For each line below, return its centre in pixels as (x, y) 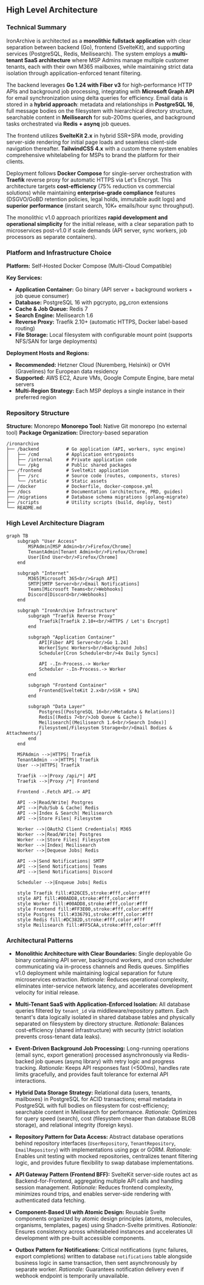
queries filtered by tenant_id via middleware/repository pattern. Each (102, 1010)
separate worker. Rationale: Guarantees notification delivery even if (99, 1269)
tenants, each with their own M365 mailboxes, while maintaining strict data (100, 66)
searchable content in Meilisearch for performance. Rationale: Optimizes (106, 1112)
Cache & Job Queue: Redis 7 (51, 309)
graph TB (17, 536)
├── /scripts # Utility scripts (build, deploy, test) (89, 503)
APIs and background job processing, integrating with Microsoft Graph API (100, 91)
